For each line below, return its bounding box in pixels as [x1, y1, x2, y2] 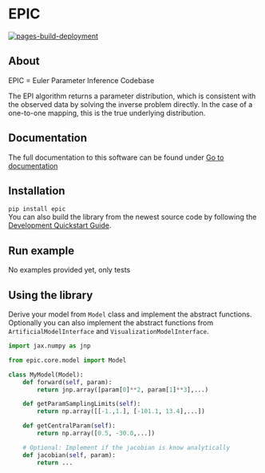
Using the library [8, 288, 93, 302]
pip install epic [8, 205, 66, 213]
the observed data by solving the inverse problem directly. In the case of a [8, 99, 253, 109]
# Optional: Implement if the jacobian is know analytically [22, 443, 230, 451]
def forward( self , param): [22, 378, 113, 386]
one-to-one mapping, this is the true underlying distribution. [8, 108, 206, 117]
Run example [8, 244, 74, 257]
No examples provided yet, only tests [8, 265, 131, 275]
